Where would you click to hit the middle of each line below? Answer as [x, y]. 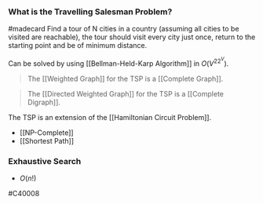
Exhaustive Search [45, 161]
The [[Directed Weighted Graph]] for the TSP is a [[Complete [126, 93]
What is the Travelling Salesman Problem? [90, 12]
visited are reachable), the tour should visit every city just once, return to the [132, 37]
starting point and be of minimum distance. [78, 46]
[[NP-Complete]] [46, 133]
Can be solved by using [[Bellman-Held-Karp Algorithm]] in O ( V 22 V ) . [119, 62]
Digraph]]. [44, 102]
